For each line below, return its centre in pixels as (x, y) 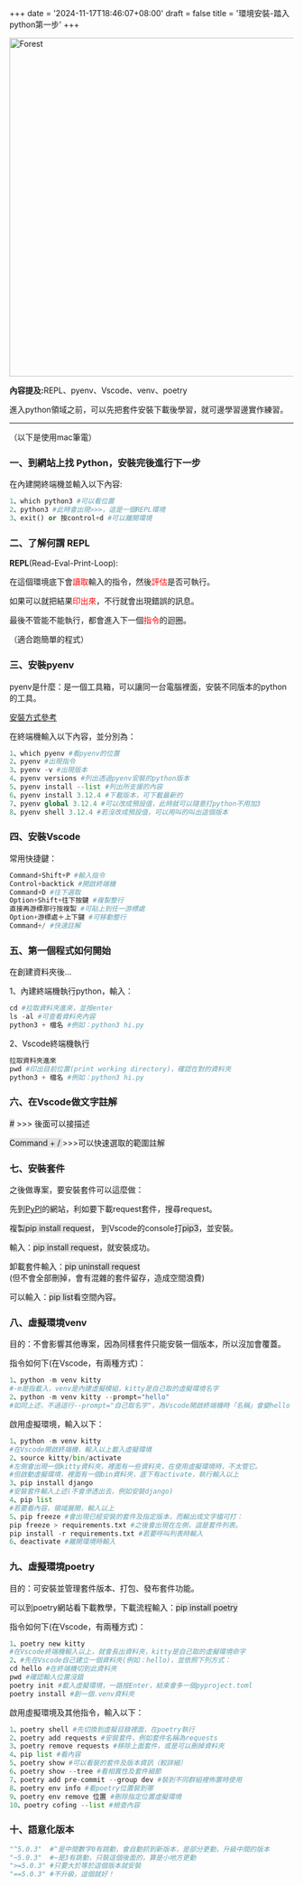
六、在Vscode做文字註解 (64, 1102)
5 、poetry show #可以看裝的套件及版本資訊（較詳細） (98, 1763)
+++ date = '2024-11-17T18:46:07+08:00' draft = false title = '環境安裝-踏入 (150, 13)
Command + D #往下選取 (45, 892)
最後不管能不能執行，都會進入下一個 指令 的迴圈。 (100, 621)
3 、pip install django (51, 1483)
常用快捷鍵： (33, 858)
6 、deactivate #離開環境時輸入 (63, 1542)
